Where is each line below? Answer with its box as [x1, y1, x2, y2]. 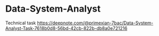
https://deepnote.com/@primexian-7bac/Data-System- [36, 20, 154, 26]
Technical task [5, 20, 36, 26]
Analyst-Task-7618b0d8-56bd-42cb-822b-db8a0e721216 [5, 25, 128, 31]
